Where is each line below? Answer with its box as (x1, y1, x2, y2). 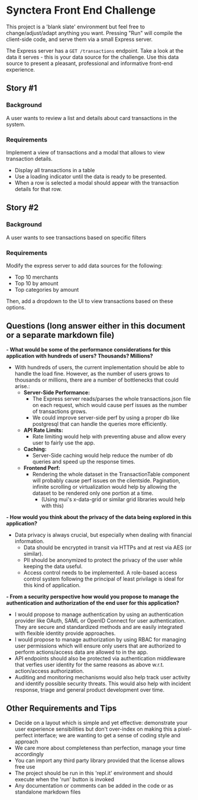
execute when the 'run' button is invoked (14, 776, 114, 783)
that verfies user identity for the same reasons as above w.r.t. (14, 661, 164, 668)
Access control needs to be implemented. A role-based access (23, 569, 177, 576)
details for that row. (14, 185, 62, 192)
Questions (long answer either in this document (6, 321, 186, 331)
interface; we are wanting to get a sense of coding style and (34, 731, 181, 738)
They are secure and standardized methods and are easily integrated (14, 623, 183, 630)
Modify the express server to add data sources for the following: (6, 262, 163, 269)
